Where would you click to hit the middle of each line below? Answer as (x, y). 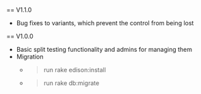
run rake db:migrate (71, 83)
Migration (30, 57)
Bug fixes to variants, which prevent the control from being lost (105, 23)
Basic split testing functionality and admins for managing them (104, 49)
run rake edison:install (75, 70)
